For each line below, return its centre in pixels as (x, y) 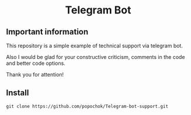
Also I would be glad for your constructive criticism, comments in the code (95, 57)
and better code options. (36, 63)
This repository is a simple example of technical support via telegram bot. (94, 46)
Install (18, 93)
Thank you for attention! (35, 74)
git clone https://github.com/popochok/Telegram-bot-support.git (87, 106)
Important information (47, 32)
